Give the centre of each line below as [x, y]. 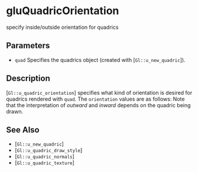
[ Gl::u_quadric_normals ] [45, 157]
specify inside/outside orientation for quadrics [62, 27]
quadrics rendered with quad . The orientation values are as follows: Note [95, 99]
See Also [23, 130]
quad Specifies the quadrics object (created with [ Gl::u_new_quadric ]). [100, 59]
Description [28, 79]
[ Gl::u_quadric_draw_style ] [48, 150]
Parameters [28, 46]
